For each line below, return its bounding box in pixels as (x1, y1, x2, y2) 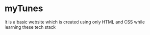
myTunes (4, 3, 43, 14)
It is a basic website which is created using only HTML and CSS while (4, 19, 145, 25)
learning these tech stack (4, 24, 56, 30)
